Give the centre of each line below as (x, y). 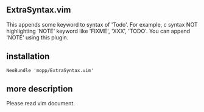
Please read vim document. (40, 104)
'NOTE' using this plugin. (37, 37)
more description (40, 89)
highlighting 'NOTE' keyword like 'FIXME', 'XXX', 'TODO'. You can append (98, 31)
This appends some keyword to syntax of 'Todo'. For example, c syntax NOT (102, 24)
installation (28, 57)
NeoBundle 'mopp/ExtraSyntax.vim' (50, 70)
